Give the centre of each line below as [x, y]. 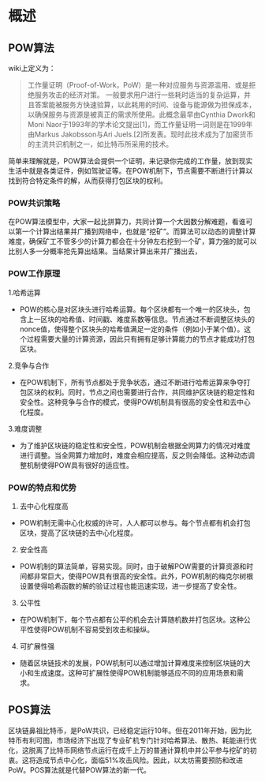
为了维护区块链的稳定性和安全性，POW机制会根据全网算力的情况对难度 [135, 445]
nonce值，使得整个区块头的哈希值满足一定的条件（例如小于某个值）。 [132, 329]
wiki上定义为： [32, 68]
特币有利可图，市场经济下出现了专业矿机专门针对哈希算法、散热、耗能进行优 [132, 740]
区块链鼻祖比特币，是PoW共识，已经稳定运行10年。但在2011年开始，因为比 [130, 730]
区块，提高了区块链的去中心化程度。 [78, 533]
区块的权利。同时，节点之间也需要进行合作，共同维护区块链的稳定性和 [140, 392]
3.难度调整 [25, 428]
